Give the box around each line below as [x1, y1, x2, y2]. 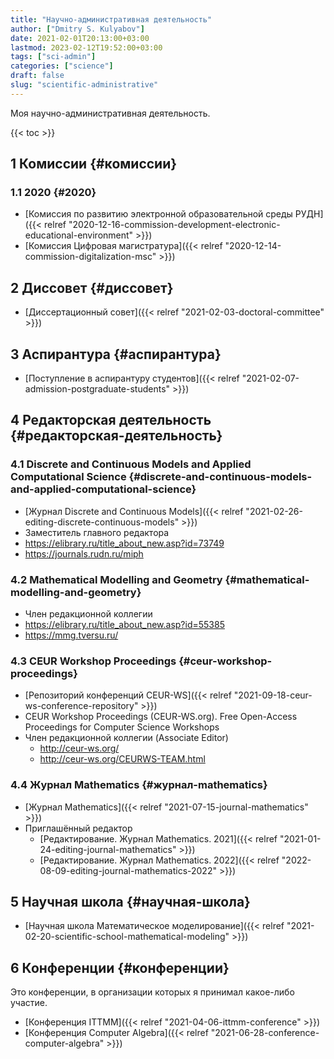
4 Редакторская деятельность [10, 412, 212, 429]
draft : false [10, 71, 65, 81]
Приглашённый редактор [24, 822, 133, 834]
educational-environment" [24, 229, 134, 241]
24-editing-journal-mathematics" [39, 843, 177, 855]
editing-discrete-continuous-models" [24, 516, 180, 528]
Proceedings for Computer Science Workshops [24, 721, 220, 733]
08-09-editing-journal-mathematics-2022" [39, 864, 217, 876]
